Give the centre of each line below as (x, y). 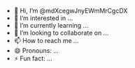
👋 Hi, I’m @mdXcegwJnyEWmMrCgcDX (71, 11)
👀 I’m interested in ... (43, 18)
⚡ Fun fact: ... (33, 58)
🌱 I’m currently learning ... (51, 25)
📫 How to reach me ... (46, 41)
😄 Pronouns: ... (36, 51)
